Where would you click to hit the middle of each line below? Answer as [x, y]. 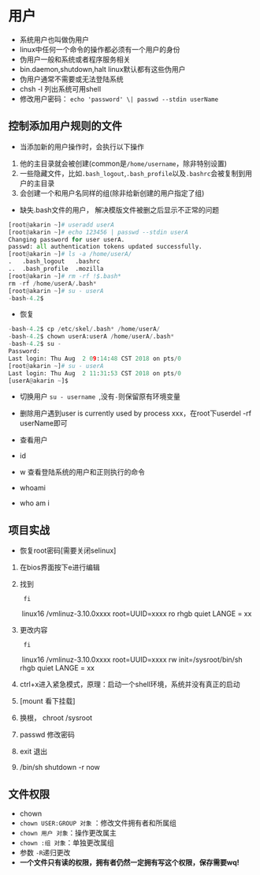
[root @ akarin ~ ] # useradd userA [61, 225]
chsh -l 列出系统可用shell [60, 88]
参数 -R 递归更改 [45, 852]
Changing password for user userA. [67, 239]
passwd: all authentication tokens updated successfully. [105, 247]
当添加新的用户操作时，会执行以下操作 [82, 146]
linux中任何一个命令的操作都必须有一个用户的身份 [100, 49]
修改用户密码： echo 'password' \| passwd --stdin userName [119, 99]
